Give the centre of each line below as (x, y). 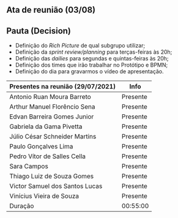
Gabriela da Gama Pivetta (46, 126)
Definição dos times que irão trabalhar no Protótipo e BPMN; (91, 65)
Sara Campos (29, 166)
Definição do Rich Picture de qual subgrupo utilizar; (80, 46)
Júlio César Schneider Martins (53, 137)
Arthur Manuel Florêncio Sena (53, 107)
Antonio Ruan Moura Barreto (50, 97)
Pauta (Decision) (39, 31)
